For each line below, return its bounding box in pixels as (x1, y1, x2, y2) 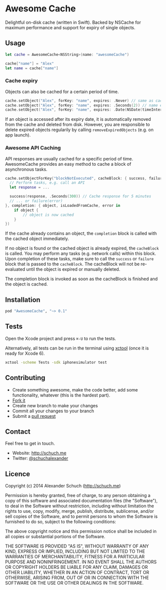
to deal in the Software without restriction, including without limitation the (5, 503, 154, 509)
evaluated (5, 266, 26, 272)
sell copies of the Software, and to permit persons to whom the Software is (5, 513, 158, 520)
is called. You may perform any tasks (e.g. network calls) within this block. (5, 250, 157, 256)
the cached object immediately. (5, 236, 69, 242)
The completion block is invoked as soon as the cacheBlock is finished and (5, 276, 158, 282)
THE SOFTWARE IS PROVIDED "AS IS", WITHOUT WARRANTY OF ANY (5, 543, 149, 549)
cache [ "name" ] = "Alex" (5, 61, 54, 66)
